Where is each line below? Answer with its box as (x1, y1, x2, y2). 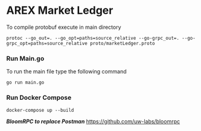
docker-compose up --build (6, 107, 74, 113)
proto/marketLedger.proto (89, 40, 155, 46)
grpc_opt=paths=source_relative (6, 40, 88, 46)
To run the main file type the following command (6, 68, 127, 75)
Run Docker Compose (6, 94, 72, 102)
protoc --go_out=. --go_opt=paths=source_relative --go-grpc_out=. (6, 35, 180, 41)
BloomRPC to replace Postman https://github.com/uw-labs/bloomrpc (6, 118, 180, 125)
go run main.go (6, 79, 45, 86)
